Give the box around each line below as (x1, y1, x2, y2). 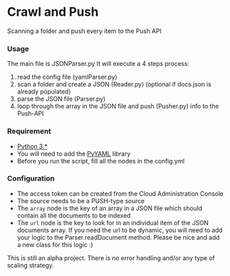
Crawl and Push (7, 4, 99, 20)
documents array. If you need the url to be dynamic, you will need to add (16, 226, 223, 234)
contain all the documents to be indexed (16, 211, 131, 220)
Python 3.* (16, 142, 48, 150)
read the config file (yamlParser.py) (16, 73, 118, 81)
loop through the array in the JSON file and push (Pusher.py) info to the (16, 102, 220, 111)
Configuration (7, 174, 55, 183)
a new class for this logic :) (16, 240, 93, 249)
